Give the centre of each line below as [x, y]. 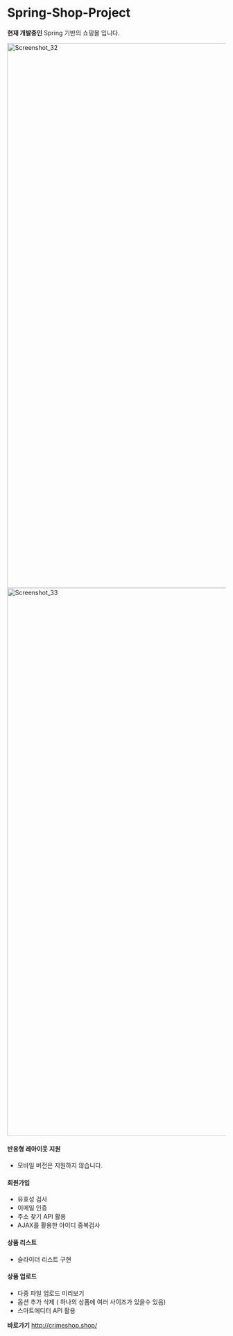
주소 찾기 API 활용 [42, 1217]
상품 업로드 [22, 1276]
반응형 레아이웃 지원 [34, 1149]
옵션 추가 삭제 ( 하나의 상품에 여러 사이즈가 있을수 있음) [92, 1301]
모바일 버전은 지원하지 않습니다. [60, 1165]
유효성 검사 [32, 1199]
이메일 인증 [32, 1208]
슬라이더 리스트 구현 [44, 1259]
